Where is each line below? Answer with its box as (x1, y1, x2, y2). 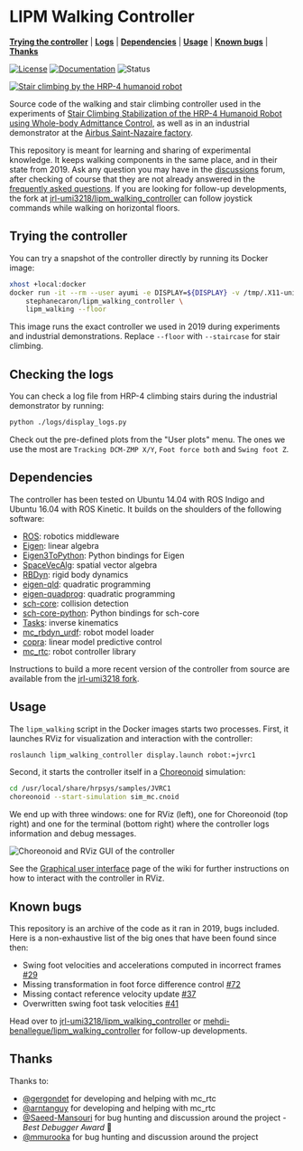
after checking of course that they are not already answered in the (9, 174, 255, 184)
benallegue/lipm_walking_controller (9, 1025, 141, 1036)
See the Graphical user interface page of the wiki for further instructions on (9, 863, 290, 874)
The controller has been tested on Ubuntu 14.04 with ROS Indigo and (9, 494, 265, 505)
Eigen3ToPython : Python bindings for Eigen (22, 550, 185, 561)
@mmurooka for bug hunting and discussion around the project (22, 1131, 259, 1142)
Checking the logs (9, 366, 115, 382)
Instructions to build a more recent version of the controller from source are (9, 663, 290, 675)
